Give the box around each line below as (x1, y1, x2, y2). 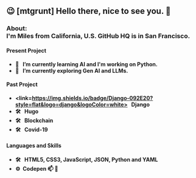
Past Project (6, 81, 38, 88)
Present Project (6, 47, 47, 54)
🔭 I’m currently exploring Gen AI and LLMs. (15, 67, 128, 74)
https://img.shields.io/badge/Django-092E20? (32, 94, 153, 101)
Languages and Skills (6, 142, 62, 149)
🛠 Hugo (15, 108, 39, 115)
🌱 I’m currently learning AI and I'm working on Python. (15, 60, 158, 67)
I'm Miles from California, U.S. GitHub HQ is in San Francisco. (6, 32, 191, 40)
